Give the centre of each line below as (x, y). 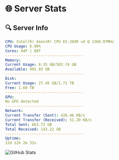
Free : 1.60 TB (20, 88)
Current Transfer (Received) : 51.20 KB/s (49, 120)
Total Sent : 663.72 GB (29, 124)
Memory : (13, 60)
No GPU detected (22, 102)
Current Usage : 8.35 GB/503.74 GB (41, 65)
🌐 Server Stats (36, 9)
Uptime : (13, 138)
